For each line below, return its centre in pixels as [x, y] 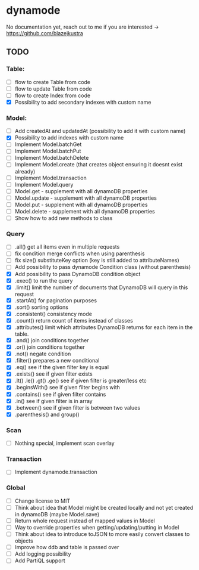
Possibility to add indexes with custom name [69, 138]
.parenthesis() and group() [47, 414]
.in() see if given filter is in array [54, 401]
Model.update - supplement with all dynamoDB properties [86, 198]
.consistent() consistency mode [53, 314]
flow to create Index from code [53, 95]
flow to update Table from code [53, 89]
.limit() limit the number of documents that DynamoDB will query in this [101, 287]
